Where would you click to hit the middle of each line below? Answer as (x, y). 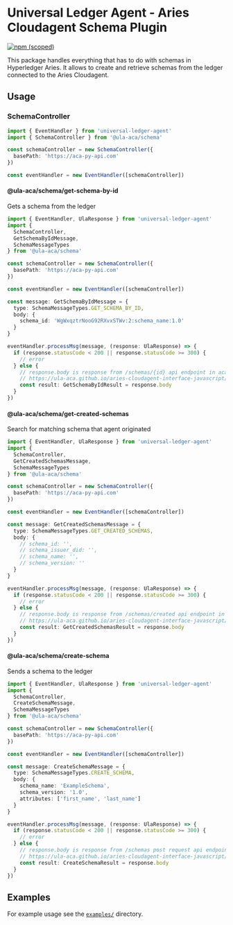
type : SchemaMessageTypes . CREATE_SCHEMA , (74, 773)
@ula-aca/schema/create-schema (58, 656)
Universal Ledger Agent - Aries (98, 13)
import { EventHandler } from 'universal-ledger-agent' (89, 131)
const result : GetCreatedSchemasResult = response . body (102, 628)
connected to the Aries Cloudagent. (58, 75)
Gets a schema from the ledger (51, 207)
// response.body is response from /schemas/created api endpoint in (122, 614)
